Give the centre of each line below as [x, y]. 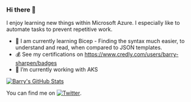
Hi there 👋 [21, 10]
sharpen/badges [36, 63]
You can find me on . [44, 93]
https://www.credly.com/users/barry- [132, 55]
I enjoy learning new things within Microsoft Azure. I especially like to [93, 23]
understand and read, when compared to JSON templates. [89, 47]
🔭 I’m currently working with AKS [56, 70]
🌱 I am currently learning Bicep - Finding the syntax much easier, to [100, 41]
